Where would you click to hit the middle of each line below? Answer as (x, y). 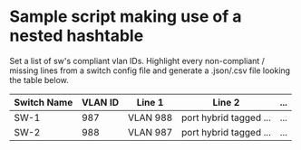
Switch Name (44, 102)
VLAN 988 (150, 117)
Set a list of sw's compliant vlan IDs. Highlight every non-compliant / (137, 61)
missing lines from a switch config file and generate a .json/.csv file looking (150, 70)
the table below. (39, 80)
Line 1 (150, 102)
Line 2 (226, 102)
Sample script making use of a (126, 17)
